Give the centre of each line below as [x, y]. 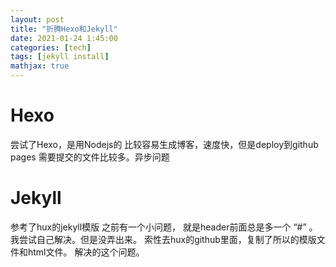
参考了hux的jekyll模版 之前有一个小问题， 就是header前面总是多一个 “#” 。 [164, 227]
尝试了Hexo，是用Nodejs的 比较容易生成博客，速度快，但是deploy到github [164, 144]
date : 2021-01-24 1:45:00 [64, 38]
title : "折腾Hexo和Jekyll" [64, 29]
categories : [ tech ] [51, 47]
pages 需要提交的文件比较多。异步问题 [90, 157]
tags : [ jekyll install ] [60, 57]
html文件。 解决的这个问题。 [86, 252]
